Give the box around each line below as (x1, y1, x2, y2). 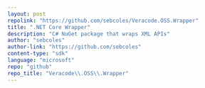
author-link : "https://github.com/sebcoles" (7, 43, 142, 50)
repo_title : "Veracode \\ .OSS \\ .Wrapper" (7, 70, 130, 77)
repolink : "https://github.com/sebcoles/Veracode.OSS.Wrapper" (7, 17, 199, 24)
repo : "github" (7, 63, 53, 70)
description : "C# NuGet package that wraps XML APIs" (7, 30, 171, 38)
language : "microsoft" (7, 57, 75, 64)
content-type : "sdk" (7, 50, 69, 57)
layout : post (7, 10, 46, 18)
